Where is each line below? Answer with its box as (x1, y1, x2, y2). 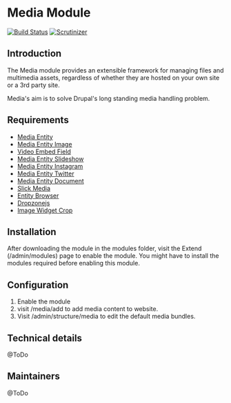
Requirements (7, 114, 69, 126)
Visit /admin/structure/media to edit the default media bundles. (17, 312, 196, 321)
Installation (7, 226, 57, 238)
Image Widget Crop (17, 206, 73, 214)
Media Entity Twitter (17, 169, 74, 178)
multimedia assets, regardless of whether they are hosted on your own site (7, 73, 220, 82)
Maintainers (7, 371, 61, 382)
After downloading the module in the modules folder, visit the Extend (7, 244, 202, 253)
